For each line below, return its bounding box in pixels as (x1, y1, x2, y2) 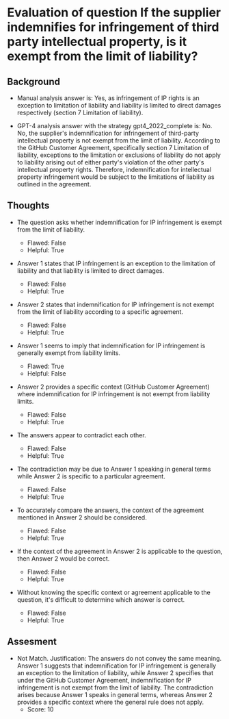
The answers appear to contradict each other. (16, 430, 146, 439)
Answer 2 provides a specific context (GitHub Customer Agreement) (16, 382, 210, 391)
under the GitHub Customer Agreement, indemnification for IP (16, 676, 191, 684)
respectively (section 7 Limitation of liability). (16, 108, 144, 117)
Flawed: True (27, 362, 64, 370)
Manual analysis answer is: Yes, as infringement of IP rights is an (16, 94, 200, 102)
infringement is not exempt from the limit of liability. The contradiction (16, 683, 214, 692)
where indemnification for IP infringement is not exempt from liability (16, 389, 211, 398)
